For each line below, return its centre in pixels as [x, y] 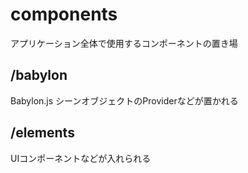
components [64, 14]
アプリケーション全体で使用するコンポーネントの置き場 [124, 43]
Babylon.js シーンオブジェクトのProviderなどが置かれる [124, 100]
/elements [42, 133]
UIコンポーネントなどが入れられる [81, 158]
